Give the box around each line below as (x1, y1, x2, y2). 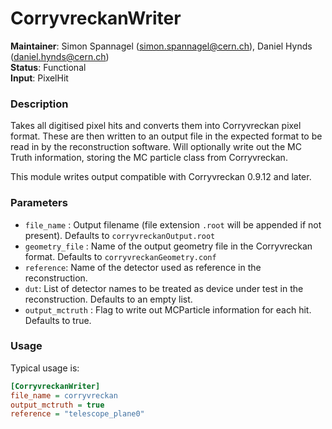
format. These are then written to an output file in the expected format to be (10, 130, 323, 142)
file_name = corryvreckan (10, 390, 118, 401)
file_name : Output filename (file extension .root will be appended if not (24, 218, 322, 231)
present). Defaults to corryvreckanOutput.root (24, 229, 216, 241)
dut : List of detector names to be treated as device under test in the (24, 282, 304, 294)
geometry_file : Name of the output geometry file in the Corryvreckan (24, 240, 313, 252)
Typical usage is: (10, 362, 80, 374)
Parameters (10, 196, 68, 210)
